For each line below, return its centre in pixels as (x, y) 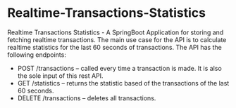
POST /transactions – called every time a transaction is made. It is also (119, 68)
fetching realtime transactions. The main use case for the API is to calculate (117, 39)
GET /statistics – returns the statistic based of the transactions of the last (123, 83)
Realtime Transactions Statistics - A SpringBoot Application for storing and (116, 32)
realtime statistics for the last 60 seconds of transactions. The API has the (114, 47)
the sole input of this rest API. (60, 76)
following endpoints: (37, 55)
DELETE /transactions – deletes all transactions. (87, 98)
